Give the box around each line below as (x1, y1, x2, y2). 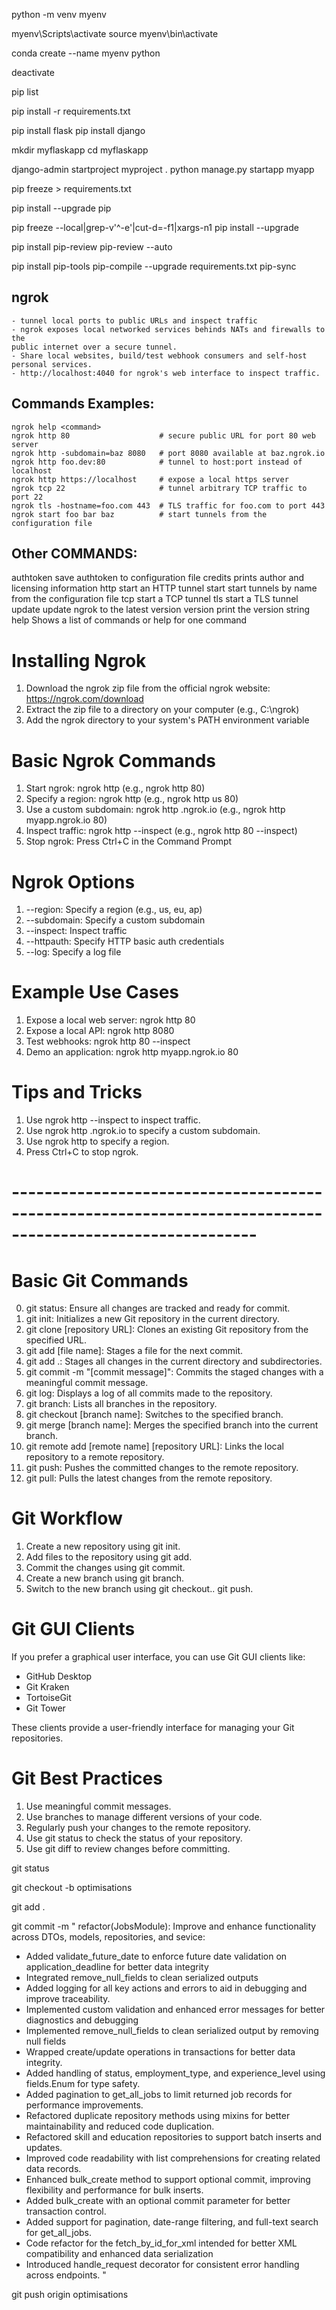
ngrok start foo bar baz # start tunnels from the (11, 509, 268, 519)
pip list (11, 86, 39, 98)
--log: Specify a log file (25, 946, 122, 958)
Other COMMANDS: (11, 545, 138, 563)
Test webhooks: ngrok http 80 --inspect (25, 1035, 191, 1048)
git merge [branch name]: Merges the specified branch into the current (25, 1419, 319, 1431)
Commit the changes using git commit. (25, 1562, 186, 1574)
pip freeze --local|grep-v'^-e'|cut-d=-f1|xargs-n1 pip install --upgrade (11, 222, 299, 233)
